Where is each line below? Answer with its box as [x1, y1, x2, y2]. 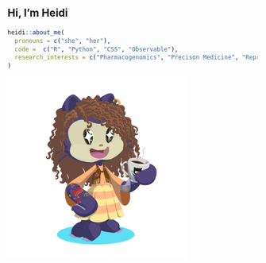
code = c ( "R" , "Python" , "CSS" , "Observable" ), [14, 45, 179, 53]
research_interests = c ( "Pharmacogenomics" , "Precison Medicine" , [14, 53, 239, 62]
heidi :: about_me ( [7, 28, 65, 37]
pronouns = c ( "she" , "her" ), [14, 37, 111, 44]
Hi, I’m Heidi [7, 6, 68, 20]
